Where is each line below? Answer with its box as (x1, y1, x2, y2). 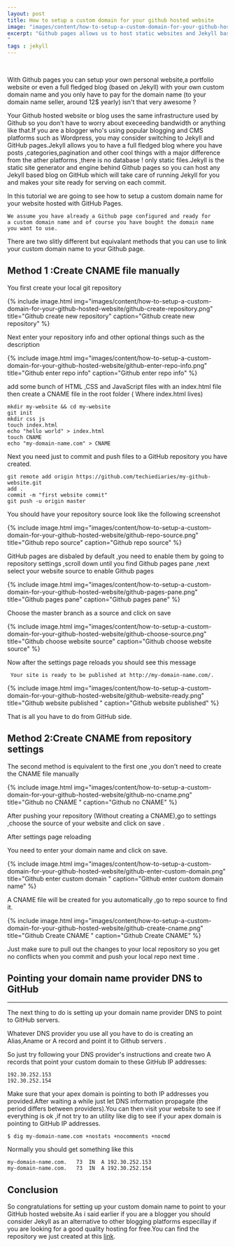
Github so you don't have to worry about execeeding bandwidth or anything (7, 119, 226, 127)
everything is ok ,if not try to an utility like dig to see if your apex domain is (7, 1112, 222, 1120)
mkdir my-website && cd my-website (7, 403, 111, 410)
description (7, 340, 41, 348)
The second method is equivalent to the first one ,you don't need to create (7, 762, 222, 770)
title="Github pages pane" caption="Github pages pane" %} (7, 595, 180, 604)
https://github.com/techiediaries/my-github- (76, 473, 211, 480)
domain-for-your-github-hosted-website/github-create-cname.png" (7, 924, 204, 932)
